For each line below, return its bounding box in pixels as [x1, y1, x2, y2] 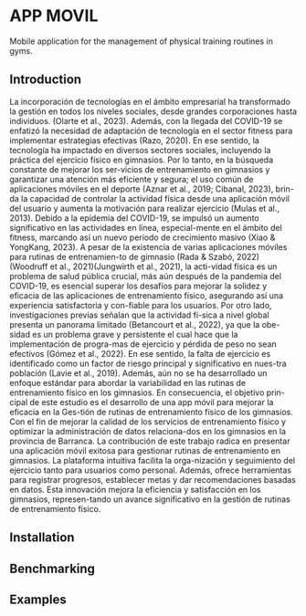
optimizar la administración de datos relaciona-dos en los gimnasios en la [9, 425, 286, 436]
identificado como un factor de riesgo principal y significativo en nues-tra [9, 358, 287, 369]
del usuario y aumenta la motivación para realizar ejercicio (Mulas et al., [9, 203, 280, 214]
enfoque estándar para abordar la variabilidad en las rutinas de [9, 377, 247, 388]
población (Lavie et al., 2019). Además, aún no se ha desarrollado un [9, 367, 268, 379]
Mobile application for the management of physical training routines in [9, 36, 274, 47]
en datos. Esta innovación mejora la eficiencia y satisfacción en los [9, 484, 261, 495]
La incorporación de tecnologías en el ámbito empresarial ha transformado [9, 96, 290, 107]
